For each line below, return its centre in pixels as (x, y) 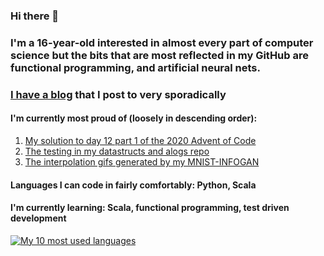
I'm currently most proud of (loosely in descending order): (134, 118)
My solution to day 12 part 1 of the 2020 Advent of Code (140, 140)
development (38, 218)
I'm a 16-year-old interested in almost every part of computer (162, 42)
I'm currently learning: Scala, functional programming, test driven (150, 208)
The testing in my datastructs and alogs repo (117, 151)
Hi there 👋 (35, 16)
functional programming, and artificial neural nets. (135, 67)
